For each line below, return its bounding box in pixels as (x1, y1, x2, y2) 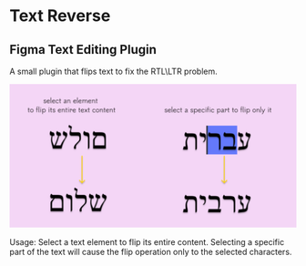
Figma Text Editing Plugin (9, 42, 158, 57)
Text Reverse (9, 5, 111, 26)
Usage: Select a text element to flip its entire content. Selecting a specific (9, 237, 285, 247)
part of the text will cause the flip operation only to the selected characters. (9, 247, 292, 257)
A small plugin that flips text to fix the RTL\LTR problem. (9, 66, 219, 77)
